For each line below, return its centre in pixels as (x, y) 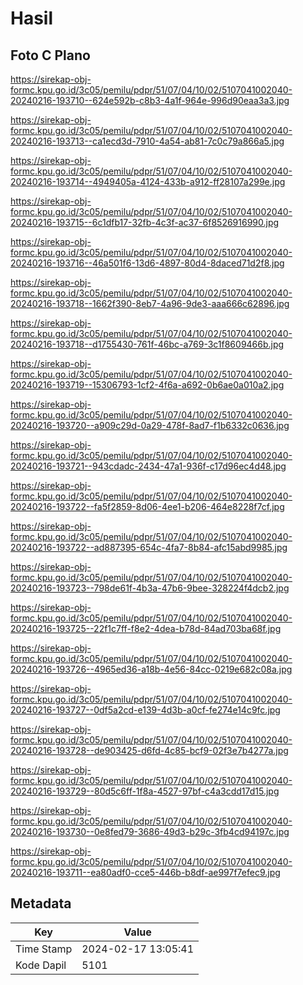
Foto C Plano (50, 55)
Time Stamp (44, 949)
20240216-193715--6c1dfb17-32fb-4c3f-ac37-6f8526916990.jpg (145, 222)
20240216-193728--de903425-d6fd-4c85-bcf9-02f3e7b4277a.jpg (149, 750)
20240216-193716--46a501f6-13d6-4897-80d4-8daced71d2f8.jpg (147, 263)
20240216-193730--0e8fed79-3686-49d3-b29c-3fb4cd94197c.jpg (150, 831)
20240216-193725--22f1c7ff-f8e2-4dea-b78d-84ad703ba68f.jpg (146, 628)
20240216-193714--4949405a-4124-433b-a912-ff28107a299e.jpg (148, 181)
